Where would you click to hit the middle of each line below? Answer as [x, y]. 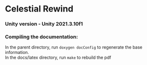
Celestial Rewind [39, 9]
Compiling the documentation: [41, 37]
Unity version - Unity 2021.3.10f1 [44, 24]
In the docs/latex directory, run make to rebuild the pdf [58, 58]
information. [17, 52]
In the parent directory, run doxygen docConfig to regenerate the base [74, 47]
